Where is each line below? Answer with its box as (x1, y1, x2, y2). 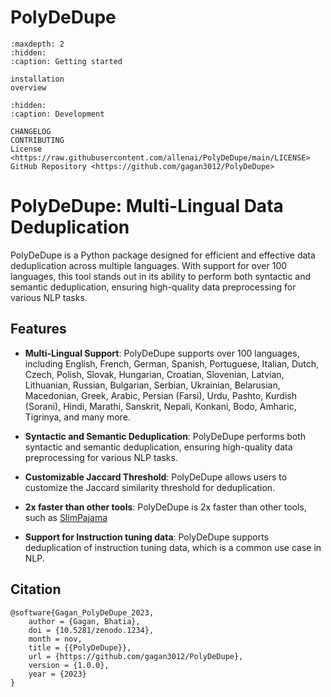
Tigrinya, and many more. (24, 411, 131, 423)
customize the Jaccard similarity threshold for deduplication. (24, 481, 276, 493)
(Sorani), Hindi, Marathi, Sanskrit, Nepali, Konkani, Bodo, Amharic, (24, 400, 297, 412)
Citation (10, 581, 62, 598)
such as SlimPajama (24, 511, 108, 523)
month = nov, (28, 634, 83, 644)
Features (10, 321, 67, 338)
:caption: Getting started (10, 56, 123, 66)
